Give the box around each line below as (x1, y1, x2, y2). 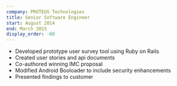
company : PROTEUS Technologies (6, 8, 85, 15)
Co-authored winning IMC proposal (14, 61, 103, 68)
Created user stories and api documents (14, 54, 116, 61)
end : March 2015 (6, 25, 47, 32)
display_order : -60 (6, 31, 55, 37)
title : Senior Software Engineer (6, 14, 90, 20)
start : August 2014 (6, 20, 55, 26)
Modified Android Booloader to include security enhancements (14, 67, 172, 74)
